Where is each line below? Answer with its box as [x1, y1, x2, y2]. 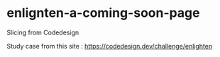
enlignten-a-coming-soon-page [6, 5, 200, 21]
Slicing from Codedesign [6, 28, 79, 37]
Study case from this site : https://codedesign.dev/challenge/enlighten [6, 42, 213, 50]
